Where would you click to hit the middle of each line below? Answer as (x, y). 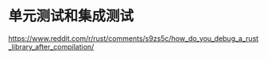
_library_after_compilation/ (51, 46)
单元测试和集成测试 (71, 16)
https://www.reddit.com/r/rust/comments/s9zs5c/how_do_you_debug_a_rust (133, 38)
